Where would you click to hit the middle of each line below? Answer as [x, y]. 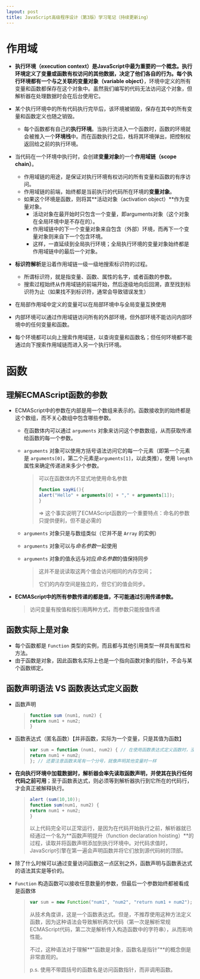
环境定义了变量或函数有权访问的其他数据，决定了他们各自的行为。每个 [101, 74]
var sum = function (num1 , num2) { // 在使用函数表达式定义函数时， [110, 750]
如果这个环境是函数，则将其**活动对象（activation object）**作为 [104, 199]
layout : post [22, 12]
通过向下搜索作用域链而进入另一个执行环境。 [70, 345]
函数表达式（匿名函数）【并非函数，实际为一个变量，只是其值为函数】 [99, 739]
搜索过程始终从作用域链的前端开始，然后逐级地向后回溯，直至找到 [104, 284]
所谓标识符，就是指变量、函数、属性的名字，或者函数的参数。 [99, 277]
